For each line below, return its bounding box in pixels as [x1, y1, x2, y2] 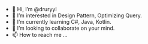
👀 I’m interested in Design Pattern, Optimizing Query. [11, 12, 143, 19]
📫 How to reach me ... [11, 32, 68, 38]
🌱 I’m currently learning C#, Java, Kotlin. [11, 18, 112, 25]
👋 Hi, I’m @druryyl [11, 6, 57, 12]
